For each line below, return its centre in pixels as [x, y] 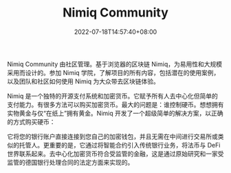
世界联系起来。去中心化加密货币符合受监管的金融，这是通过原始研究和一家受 [115, 154]
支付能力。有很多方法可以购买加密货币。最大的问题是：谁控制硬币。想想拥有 [115, 104]
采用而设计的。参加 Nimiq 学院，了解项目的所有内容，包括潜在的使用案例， [113, 72]
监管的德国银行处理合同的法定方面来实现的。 [70, 162]
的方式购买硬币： [31, 121]
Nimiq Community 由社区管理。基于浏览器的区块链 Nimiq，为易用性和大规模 [114, 64]
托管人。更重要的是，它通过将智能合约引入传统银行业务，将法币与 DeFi [120, 145]
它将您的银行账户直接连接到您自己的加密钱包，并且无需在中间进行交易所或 [112, 136]
